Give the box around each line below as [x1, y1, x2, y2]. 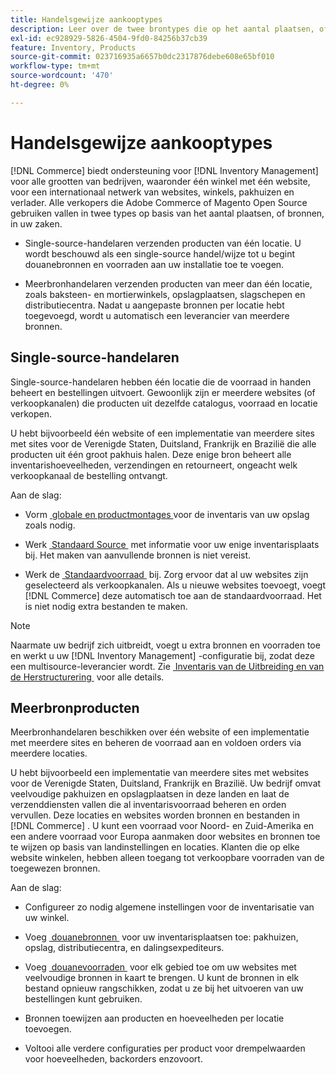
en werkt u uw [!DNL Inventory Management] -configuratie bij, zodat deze [10, 649, 315, 661]
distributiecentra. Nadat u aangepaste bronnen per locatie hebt [24, 299, 285, 311]
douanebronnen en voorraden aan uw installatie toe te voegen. [24, 258, 285, 270]
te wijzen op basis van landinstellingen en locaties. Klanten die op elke [10, 841, 300, 853]
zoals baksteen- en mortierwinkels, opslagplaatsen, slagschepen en [24, 288, 306, 300]
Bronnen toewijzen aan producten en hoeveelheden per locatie [24, 1012, 285, 1025]
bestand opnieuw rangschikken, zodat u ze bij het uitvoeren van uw [24, 982, 304, 995]
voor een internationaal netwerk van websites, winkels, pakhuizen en [10, 186, 295, 198]
